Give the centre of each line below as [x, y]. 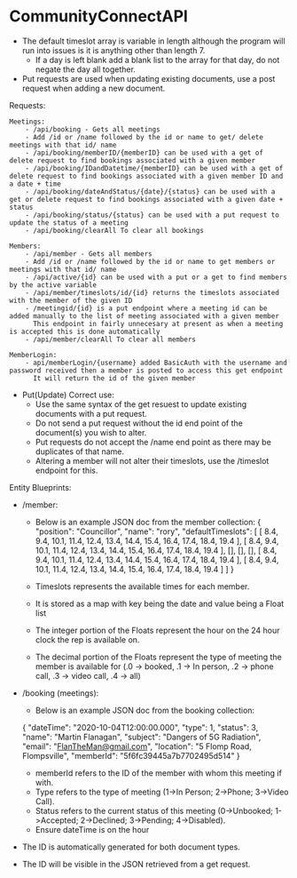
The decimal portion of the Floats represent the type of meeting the [158, 657]
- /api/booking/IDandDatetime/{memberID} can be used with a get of [154, 168]
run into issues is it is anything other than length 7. [113, 50]
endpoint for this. [66, 470]
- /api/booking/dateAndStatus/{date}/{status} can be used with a [150, 192]
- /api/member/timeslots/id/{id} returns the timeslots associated [152, 292]
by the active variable [53, 285]
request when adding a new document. [94, 88]
